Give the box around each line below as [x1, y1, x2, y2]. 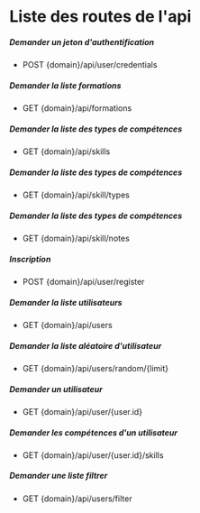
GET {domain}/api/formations [22, 103, 132, 114]
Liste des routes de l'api [9, 6, 192, 27]
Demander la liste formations [9, 79, 122, 91]
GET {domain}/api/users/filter [22, 493, 132, 504]
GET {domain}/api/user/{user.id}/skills [22, 449, 164, 461]
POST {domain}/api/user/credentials [22, 60, 158, 70]
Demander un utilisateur [9, 383, 104, 394]
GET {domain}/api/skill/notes [22, 233, 131, 244]
